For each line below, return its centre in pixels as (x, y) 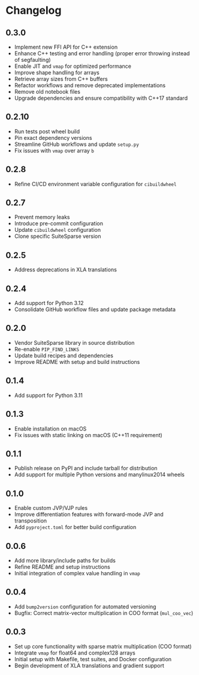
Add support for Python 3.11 (49, 395)
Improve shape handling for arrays (57, 72)
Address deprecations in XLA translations (66, 270)
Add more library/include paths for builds (65, 560)
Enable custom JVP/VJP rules (51, 508)
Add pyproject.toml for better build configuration (75, 527)
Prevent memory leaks (42, 217)
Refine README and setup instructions (62, 567)
